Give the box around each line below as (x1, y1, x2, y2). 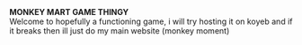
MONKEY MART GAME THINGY (9, 7, 129, 17)
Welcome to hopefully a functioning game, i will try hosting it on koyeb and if (9, 16, 293, 26)
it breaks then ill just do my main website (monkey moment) (9, 26, 230, 36)
